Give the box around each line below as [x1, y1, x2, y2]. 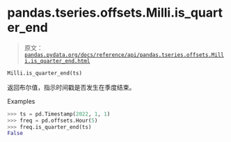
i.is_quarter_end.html [24, 57, 90, 64]
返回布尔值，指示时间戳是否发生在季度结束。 [7, 83, 136, 91]
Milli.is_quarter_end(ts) [7, 70, 82, 77]
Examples [7, 97, 35, 105]
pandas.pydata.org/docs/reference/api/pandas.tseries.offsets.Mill [24, 51, 224, 58]
